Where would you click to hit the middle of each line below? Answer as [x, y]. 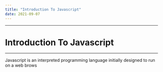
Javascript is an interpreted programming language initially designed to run [80, 60]
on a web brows [21, 65]
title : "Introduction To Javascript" [43, 9]
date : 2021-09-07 [23, 14]
